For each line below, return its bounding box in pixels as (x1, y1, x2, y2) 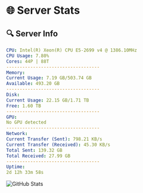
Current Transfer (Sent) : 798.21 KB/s (6, 136, 102, 142)
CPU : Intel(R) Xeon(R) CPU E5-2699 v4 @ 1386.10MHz (6, 47, 137, 53)
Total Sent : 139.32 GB (6, 147, 63, 153)
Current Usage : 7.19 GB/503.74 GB (6, 75, 92, 81)
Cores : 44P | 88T (6, 58, 49, 65)
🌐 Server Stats (6, 4, 80, 17)
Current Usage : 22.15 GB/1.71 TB (6, 97, 89, 103)
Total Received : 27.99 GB (6, 153, 70, 159)
